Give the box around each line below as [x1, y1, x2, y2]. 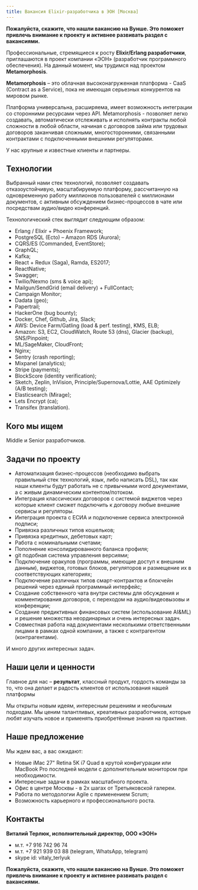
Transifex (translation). [14, 404, 70, 411]
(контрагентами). [14, 634, 59, 641]
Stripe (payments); [14, 366, 61, 374]
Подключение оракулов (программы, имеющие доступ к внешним [14, 558, 184, 565]
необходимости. [14, 771, 57, 779]
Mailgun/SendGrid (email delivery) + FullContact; [14, 284, 134, 291]
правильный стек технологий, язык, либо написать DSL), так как [14, 476, 178, 483]
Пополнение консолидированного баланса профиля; [14, 546, 149, 553]
